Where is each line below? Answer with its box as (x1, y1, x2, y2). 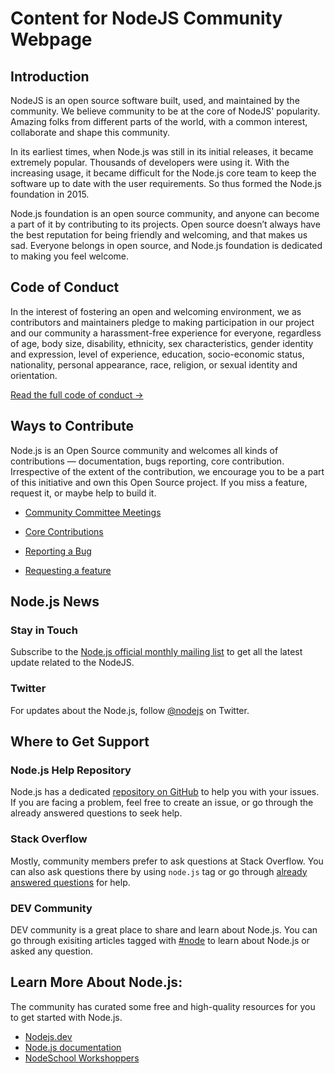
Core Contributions (24, 525, 104, 537)
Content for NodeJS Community (10, 7, 283, 30)
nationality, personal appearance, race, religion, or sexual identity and (10, 358, 298, 371)
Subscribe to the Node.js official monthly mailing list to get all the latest (10, 646, 303, 658)
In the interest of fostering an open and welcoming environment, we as (10, 305, 302, 317)
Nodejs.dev (24, 1030, 73, 1042)
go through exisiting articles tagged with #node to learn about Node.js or (10, 934, 310, 946)
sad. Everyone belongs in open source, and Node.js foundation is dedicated (10, 240, 323, 251)
